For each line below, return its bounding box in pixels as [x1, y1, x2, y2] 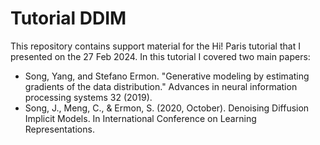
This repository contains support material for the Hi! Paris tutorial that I [10, 40, 301, 52]
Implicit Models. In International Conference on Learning [24, 112, 257, 124]
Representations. [24, 123, 95, 135]
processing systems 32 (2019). [24, 91, 153, 103]
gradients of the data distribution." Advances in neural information [24, 80, 298, 92]
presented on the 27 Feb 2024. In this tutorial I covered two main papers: [10, 50, 311, 62]
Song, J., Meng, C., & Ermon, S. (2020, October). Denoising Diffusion [24, 102, 310, 114]
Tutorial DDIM [10, 7, 127, 30]
